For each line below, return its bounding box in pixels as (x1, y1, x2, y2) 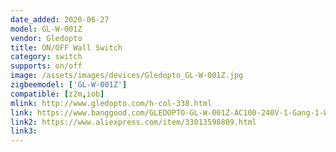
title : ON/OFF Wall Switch (10, 42, 123, 53)
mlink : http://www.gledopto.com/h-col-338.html (10, 98, 213, 108)
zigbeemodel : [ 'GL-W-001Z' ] (10, 80, 128, 90)
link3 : (10, 126, 38, 136)
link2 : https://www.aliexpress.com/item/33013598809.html (10, 117, 257, 127)
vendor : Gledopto (10, 33, 83, 43)
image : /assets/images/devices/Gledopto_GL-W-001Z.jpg (10, 71, 244, 81)
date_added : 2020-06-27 (10, 14, 110, 25)
